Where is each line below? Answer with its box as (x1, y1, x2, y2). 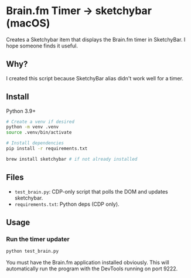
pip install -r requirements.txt (6, 145, 88, 152)
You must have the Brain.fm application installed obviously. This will (6, 259, 170, 266)
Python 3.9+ (6, 107, 36, 114)
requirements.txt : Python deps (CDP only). (14, 201, 120, 208)
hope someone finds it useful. (6, 42, 78, 49)
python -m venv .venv (6, 124, 59, 130)
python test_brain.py (6, 248, 59, 255)
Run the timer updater (6, 235, 70, 243)
